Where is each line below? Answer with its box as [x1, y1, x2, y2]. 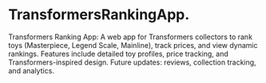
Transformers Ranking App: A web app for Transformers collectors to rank [8, 32, 253, 41]
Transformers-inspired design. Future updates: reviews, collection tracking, [8, 57, 257, 67]
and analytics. [8, 65, 54, 75]
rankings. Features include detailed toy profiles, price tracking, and [8, 49, 229, 58]
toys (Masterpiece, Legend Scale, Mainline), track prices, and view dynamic [8, 40, 258, 49]
